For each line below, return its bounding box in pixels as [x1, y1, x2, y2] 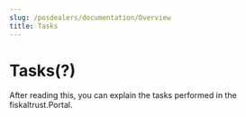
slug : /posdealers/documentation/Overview [9, 13, 171, 22]
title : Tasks [9, 22, 59, 31]
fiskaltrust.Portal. [9, 100, 73, 111]
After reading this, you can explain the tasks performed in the [9, 90, 237, 101]
